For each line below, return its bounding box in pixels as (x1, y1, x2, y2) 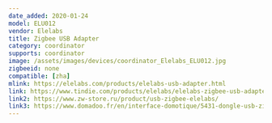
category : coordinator (8, 42, 85, 50)
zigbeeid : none (8, 65, 60, 73)
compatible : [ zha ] (8, 72, 70, 80)
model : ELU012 (8, 19, 57, 28)
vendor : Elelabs (8, 27, 63, 35)
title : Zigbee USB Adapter (8, 34, 100, 43)
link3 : (8, 102, 31, 110)
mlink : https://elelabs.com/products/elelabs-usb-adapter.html (8, 79, 227, 87)
